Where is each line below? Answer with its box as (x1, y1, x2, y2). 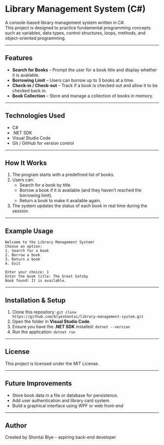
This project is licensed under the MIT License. (5, 360, 100, 366)
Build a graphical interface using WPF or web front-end (12, 403, 123, 408)
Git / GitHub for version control (12, 140, 74, 146)
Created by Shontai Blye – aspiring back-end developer (5, 434, 116, 440)
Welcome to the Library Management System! (5, 240, 95, 245)
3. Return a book (5, 257, 41, 262)
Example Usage (5, 227, 54, 235)
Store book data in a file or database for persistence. (12, 392, 119, 398)
